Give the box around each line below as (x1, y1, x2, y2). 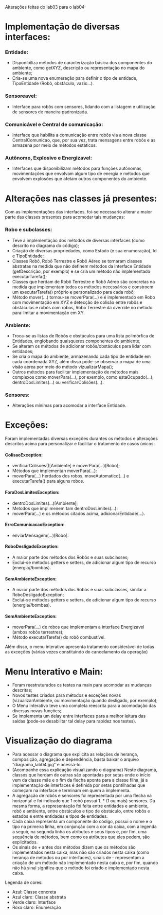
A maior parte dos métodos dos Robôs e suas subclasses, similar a (12, 587, 147, 593)
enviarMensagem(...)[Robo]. (12, 532, 69, 538)
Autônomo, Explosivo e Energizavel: (5, 155, 92, 161)
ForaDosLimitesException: (5, 489, 60, 495)
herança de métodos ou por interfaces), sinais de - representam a (12, 855, 145, 861)
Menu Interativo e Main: (5, 666, 103, 677)
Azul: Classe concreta (12, 889, 56, 895)
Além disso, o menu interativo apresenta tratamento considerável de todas (5, 644, 155, 650)
